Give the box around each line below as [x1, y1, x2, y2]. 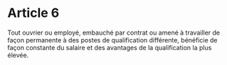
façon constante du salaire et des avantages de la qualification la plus [7, 43, 212, 52]
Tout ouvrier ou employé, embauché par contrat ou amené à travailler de [7, 28, 221, 37]
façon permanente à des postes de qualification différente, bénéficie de [7, 35, 218, 44]
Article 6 [7, 5, 60, 21]
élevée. [7, 51, 29, 59]
